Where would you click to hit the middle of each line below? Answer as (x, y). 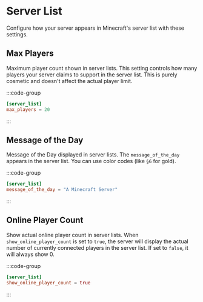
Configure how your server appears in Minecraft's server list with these (95, 28)
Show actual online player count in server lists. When (72, 235)
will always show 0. (30, 254)
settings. (17, 34)
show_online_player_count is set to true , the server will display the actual (98, 241)
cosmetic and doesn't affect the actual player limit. (69, 81)
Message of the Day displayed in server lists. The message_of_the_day (93, 155)
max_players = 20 (28, 109)
